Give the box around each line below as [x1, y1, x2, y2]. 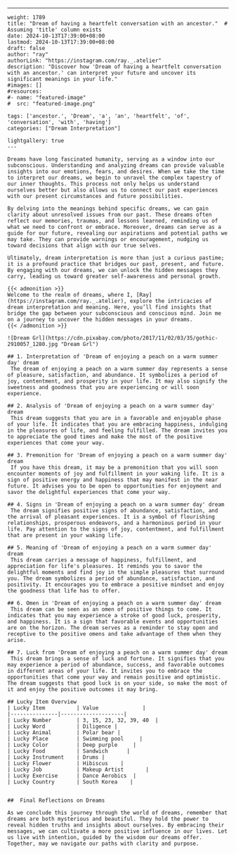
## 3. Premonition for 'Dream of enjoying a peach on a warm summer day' [7, 452, 228, 459]
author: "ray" [7, 51, 49, 58]
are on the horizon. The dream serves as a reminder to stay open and [7, 624, 218, 631]
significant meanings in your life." [7, 75, 118, 82]
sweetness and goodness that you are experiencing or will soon [7, 384, 199, 391]
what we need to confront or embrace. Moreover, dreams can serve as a [7, 223, 221, 230]
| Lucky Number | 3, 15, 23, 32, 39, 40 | [7, 717, 159, 724]
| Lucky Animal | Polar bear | [7, 729, 121, 736]
